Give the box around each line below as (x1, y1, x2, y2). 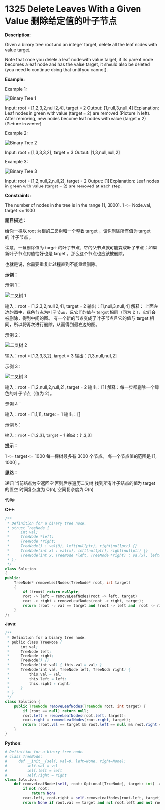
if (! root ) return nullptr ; (23, 589, 80, 594)
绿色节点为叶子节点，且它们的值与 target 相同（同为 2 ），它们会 (26, 309, 156, 315)
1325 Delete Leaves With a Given (5, 3, 141, 15)
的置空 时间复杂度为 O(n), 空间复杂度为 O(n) (5, 486, 94, 492)
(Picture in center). (5, 121, 43, 126)
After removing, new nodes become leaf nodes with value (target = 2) (5, 115, 146, 121)
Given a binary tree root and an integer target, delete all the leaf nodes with (5, 41, 157, 47)
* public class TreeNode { (7, 640, 63, 645)
